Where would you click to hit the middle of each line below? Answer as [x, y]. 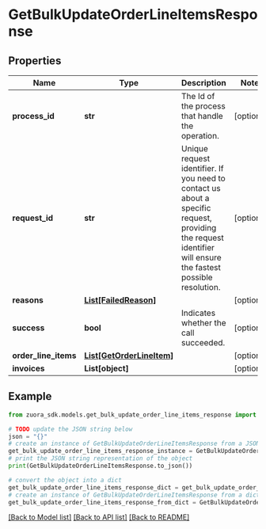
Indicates [198, 313]
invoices [28, 368]
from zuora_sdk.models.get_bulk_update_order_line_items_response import [133, 415]
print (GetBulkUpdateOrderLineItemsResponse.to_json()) [101, 466]
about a [195, 198]
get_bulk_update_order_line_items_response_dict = [93, 487]
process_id [34, 116]
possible [197, 277]
